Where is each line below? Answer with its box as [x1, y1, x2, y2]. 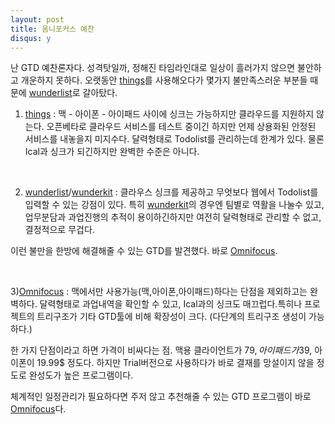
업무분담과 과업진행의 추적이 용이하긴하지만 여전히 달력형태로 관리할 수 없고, [24, 211, 322, 223]
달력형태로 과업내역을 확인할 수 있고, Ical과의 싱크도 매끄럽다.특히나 [39, 298, 303, 310]
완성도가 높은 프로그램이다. [28, 369, 134, 381]
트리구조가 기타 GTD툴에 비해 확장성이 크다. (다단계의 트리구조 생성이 [36, 311, 307, 323]
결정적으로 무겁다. [24, 224, 95, 236]
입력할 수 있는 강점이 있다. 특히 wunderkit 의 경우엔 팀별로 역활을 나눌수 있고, [24, 199, 325, 211]
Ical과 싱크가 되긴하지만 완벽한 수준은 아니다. [24, 146, 200, 158]
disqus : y [10, 33, 52, 43]
